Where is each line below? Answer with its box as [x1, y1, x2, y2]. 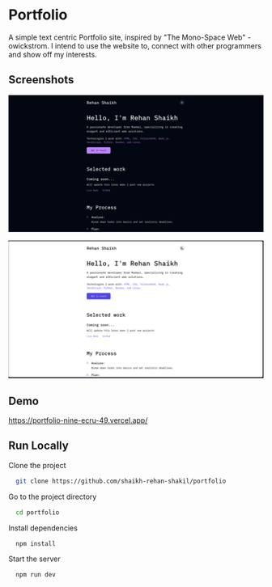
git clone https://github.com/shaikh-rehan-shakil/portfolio [15, 477, 227, 485]
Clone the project [8, 460, 66, 470]
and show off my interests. [8, 49, 97, 59]
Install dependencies [8, 523, 79, 533]
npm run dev [15, 571, 57, 579]
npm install [15, 539, 57, 547]
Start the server [8, 554, 61, 564]
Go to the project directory [8, 492, 97, 501]
